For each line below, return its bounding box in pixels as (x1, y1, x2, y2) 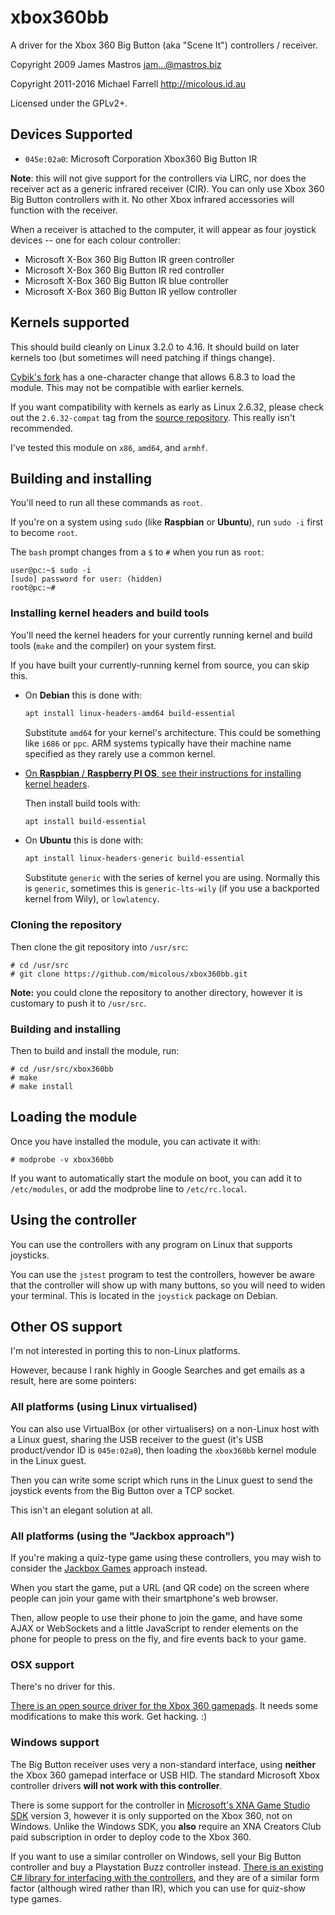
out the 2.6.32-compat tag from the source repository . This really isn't (10, 411, 296, 423)
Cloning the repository (10, 918, 122, 932)
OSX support (10, 1657, 75, 1671)
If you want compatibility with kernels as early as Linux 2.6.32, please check (10, 401, 325, 413)
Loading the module (10, 1109, 138, 1126)
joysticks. (10, 1249, 50, 1261)
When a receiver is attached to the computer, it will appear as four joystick (10, 223, 317, 235)
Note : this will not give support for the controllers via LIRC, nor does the (10, 172, 307, 184)
